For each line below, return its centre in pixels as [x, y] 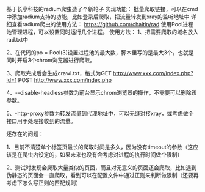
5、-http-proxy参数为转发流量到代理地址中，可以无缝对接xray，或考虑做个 [100, 113]
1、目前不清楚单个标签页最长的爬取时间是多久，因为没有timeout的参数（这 [100, 147]
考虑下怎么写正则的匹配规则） [44, 183]
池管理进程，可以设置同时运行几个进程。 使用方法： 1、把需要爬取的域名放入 [103, 32]
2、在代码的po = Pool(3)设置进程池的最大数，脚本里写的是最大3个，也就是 [100, 53]
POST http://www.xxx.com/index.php [65, 80]
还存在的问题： [25, 134]
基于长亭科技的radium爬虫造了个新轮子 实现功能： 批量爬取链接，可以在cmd [102, 9]
